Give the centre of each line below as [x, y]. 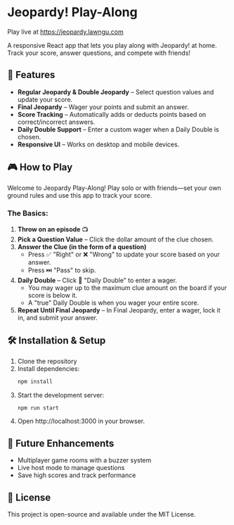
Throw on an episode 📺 [53, 229]
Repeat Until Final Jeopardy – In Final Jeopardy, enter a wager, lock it [119, 310]
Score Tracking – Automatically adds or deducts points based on [112, 114]
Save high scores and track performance [77, 475]
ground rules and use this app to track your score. [80, 195]
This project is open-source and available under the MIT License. [102, 514]
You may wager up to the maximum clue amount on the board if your [127, 287]
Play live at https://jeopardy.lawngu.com [66, 32]
